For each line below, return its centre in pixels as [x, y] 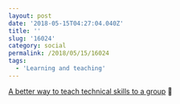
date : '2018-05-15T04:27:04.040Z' [66, 23]
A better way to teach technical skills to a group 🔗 [90, 91]
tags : [17, 61]
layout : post [30, 16]
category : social [37, 46]
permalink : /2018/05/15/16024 [59, 53]
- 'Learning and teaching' [61, 69]
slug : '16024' [32, 38]
